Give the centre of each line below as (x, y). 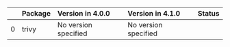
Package (36, 13)
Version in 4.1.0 (154, 13)
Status (208, 13)
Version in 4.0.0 (84, 13)
